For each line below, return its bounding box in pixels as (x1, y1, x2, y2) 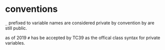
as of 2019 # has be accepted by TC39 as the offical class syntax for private (5, 35, 161, 41)
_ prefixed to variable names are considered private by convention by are (5, 20, 155, 26)
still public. (5, 25, 27, 31)
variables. (5, 40, 25, 46)
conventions (5, 3, 58, 15)
